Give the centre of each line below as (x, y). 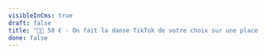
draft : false (30, 23)
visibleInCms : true (41, 15)
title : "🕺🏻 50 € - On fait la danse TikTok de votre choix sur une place (133, 30)
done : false (28, 38)
